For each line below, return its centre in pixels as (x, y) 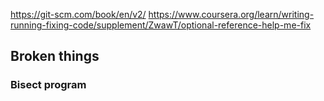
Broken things (55, 56)
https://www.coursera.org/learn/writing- (231, 14)
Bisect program (48, 85)
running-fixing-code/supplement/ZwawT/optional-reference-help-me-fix (161, 25)
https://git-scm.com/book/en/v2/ (78, 14)
